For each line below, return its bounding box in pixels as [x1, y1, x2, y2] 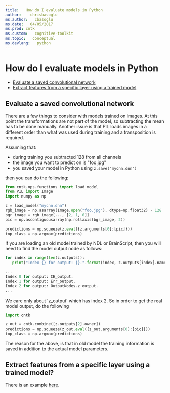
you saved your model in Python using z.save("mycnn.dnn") [12, 165, 137, 171]
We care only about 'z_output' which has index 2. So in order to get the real [5, 298, 162, 304]
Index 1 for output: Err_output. [5, 279, 76, 284]
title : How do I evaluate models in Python [5, 7, 103, 13]
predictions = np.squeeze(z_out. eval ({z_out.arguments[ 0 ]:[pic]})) [5, 326, 151, 332]
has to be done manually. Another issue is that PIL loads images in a [5, 123, 147, 129]
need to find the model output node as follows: [5, 246, 103, 252]
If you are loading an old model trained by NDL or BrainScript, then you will [5, 240, 161, 246]
